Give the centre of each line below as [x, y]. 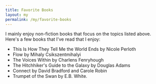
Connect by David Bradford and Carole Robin [60, 71]
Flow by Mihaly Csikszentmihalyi [47, 54]
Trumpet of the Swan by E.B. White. [50, 76]
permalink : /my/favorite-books [38, 19]
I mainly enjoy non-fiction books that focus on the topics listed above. [78, 34]
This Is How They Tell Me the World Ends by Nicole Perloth [74, 49]
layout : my [17, 15]
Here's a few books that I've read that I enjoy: [53, 39]
